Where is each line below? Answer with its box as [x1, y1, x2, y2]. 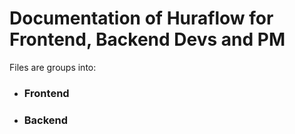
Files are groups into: [9, 61, 97, 73]
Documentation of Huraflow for [9, 7, 274, 30]
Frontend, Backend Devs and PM [9, 28, 286, 51]
